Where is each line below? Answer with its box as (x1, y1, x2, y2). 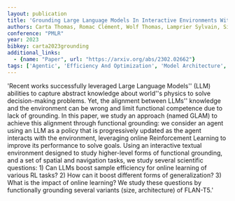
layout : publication (7, 10, 68, 18)
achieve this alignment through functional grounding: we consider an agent (7, 118, 224, 127)
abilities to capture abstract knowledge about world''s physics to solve (7, 89, 211, 97)
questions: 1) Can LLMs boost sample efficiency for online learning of (7, 163, 208, 172)
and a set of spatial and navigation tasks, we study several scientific (7, 155, 204, 165)
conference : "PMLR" (7, 29, 64, 37)
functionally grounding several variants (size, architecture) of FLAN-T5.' (7, 186, 214, 194)
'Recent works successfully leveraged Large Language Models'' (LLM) (7, 81, 211, 90)
